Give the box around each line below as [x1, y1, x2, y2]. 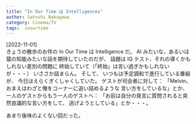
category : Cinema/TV [6, 19, 57, 25]
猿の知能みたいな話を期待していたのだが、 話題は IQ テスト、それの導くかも [6, 55, 191, 62]
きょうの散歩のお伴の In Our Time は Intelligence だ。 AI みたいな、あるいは [6, 48, 190, 55]
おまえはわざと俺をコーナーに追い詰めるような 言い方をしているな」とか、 [6, 85, 188, 92]
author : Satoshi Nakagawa [6, 14, 69, 20]
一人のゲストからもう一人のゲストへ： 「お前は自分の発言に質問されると [6, 92, 183, 99]
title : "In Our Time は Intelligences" [6, 8, 103, 15]
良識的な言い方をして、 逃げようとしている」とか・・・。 [11, 99, 152, 106]
